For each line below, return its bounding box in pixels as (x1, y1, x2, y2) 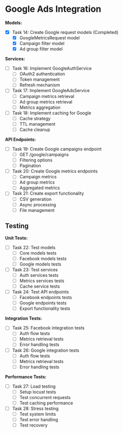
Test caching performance (19, 400, 74, 406)
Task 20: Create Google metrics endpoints (12, 168, 98, 174)
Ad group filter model (19, 46, 63, 52)
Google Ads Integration (5, 3, 101, 15)
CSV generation (19, 196, 52, 202)
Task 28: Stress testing (12, 405, 59, 411)
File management (19, 207, 55, 213)
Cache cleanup (19, 127, 50, 133)
